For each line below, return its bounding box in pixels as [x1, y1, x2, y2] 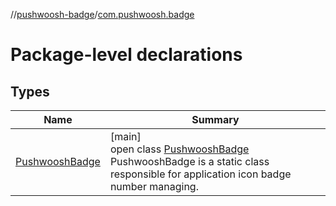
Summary [191, 113, 240, 126]
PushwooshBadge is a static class [109, 155, 270, 168]
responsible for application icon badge [109, 167, 292, 181]
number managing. [109, 180, 199, 193]
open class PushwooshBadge [109, 142, 250, 156]
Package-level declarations [10, 44, 243, 66]
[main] [109, 130, 142, 143]
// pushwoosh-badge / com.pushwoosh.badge [10, 9, 195, 20]
